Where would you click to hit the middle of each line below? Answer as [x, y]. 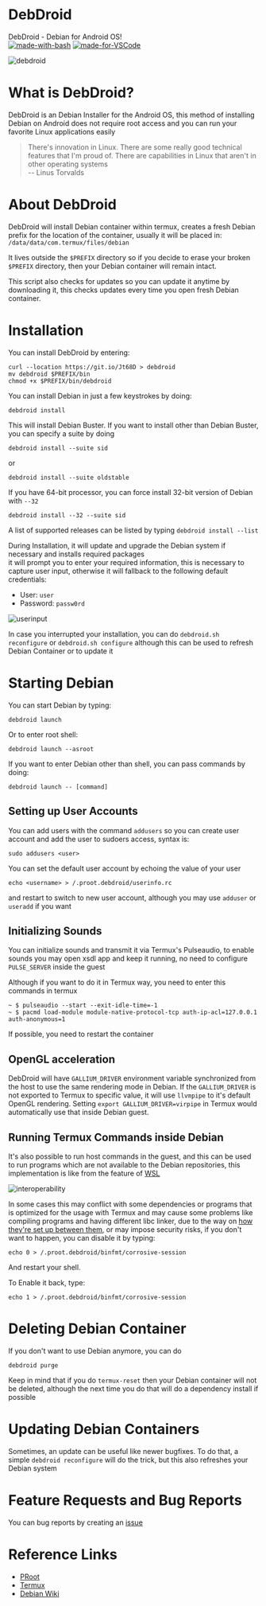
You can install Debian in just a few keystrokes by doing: [100, 396]
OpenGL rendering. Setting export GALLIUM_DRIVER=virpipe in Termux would [133, 1104]
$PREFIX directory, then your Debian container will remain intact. [112, 266]
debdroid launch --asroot [51, 749]
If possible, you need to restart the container [81, 1034]
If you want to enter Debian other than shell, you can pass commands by [127, 764]
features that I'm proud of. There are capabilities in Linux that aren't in [142, 155]
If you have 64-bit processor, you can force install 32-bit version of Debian [131, 492]
